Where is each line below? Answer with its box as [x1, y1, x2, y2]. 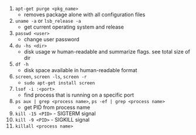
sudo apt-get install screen [23, 80, 95, 86]
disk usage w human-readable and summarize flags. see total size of [23, 48, 191, 55]
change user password [23, 36, 80, 42]
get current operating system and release [23, 23, 125, 30]
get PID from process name [23, 104, 90, 111]
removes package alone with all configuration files [23, 11, 146, 18]
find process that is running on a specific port [23, 91, 134, 98]
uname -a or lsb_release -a [15, 17, 81, 24]
